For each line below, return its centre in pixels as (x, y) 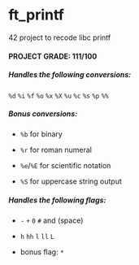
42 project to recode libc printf (60, 37)
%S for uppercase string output (71, 181)
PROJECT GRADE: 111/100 (53, 56)
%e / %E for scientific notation (65, 166)
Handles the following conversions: (70, 75)
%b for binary (41, 134)
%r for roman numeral (56, 150)
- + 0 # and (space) (52, 220)
